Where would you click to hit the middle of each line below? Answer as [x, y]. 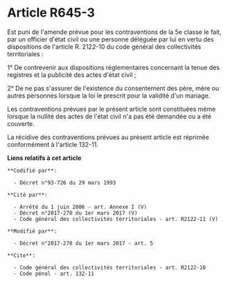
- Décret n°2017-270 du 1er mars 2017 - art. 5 [84, 243]
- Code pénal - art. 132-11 [54, 274]
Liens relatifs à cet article [44, 158]
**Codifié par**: [32, 170]
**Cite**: [21, 255]
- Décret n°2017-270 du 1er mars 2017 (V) [76, 213]
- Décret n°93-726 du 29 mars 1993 [65, 183]
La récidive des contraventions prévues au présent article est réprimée [108, 137]
